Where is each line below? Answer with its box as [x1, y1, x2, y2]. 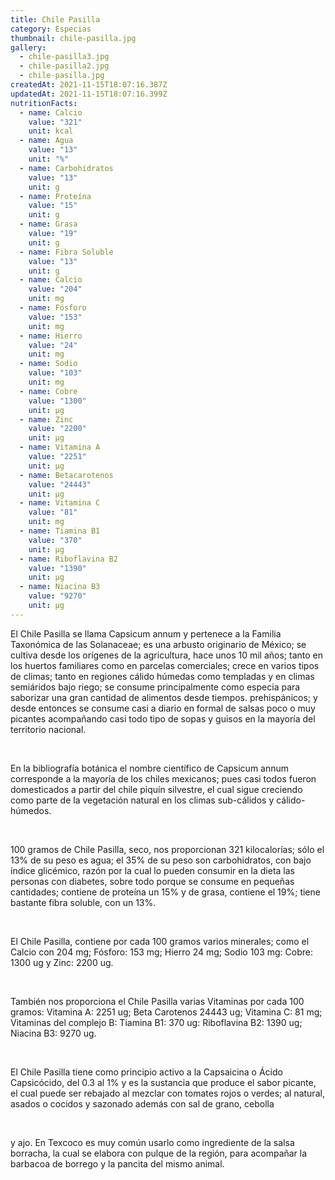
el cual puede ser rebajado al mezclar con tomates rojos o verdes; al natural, [10, 1087, 325, 1099]
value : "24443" [28, 479, 92, 490]
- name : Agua [19, 136, 74, 146]
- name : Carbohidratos [19, 163, 114, 173]
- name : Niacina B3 [19, 582, 101, 592]
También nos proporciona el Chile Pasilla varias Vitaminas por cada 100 [10, 995, 305, 1007]
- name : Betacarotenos [19, 470, 114, 480]
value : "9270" [28, 591, 87, 601]
